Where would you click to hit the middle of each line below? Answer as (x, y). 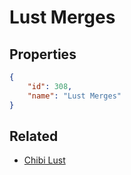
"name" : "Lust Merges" (74, 96)
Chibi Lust (44, 160)
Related (34, 136)
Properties (43, 54)
